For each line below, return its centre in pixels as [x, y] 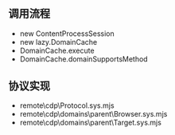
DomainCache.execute [57, 50]
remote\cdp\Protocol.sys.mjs [67, 105]
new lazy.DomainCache [58, 42]
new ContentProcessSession [67, 34]
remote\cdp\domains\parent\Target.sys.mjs [90, 123]
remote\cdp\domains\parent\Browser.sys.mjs [93, 114]
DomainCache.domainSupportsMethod [84, 59]
